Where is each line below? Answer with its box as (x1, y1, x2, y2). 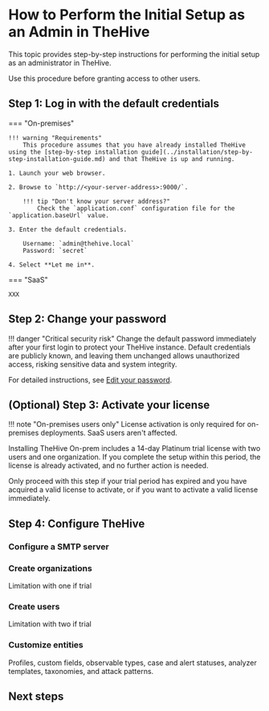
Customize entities (8, 639, 84, 651)
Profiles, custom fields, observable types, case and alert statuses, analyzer (8, 658, 257, 668)
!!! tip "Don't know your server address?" (22, 197, 171, 205)
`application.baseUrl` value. (8, 211, 110, 219)
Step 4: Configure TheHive (8, 517, 145, 531)
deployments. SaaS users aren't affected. (40, 428, 178, 438)
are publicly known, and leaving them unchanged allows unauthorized (8, 350, 240, 360)
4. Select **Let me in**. (8, 260, 95, 269)
